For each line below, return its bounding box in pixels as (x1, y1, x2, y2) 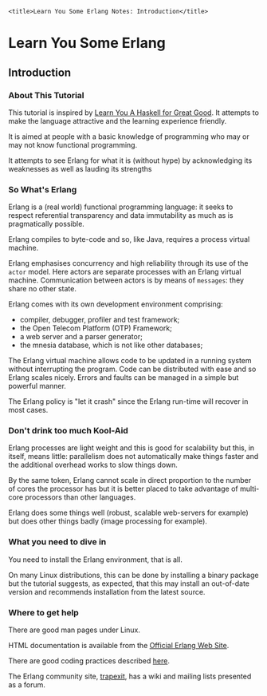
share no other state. (8, 284, 77, 294)
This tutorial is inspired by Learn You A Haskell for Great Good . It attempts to (8, 108, 259, 117)
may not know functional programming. (8, 140, 138, 149)
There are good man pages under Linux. (8, 625, 141, 635)
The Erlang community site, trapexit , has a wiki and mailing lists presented (8, 671, 252, 682)
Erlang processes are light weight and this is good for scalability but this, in (8, 443, 255, 453)
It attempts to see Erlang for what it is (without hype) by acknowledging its (8, 156, 253, 165)
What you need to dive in (8, 536, 107, 548)
